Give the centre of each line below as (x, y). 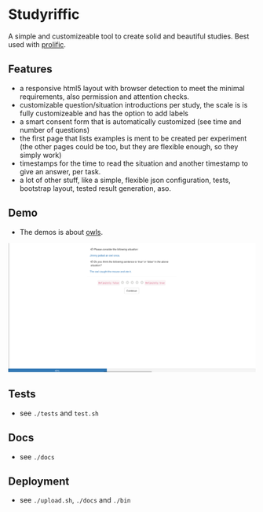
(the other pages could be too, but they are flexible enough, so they (129, 146)
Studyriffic (44, 15)
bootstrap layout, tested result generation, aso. (95, 188)
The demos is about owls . (61, 232)
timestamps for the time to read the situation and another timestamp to (134, 163)
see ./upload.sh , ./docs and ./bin (75, 500)
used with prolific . (37, 44)
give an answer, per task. (60, 171)
